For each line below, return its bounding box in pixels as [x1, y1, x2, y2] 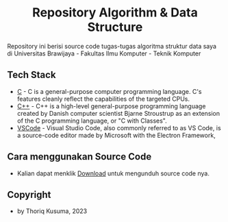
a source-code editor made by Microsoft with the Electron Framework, [16, 131, 216, 139]
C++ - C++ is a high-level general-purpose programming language [16, 101, 206, 110]
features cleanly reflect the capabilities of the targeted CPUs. [16, 95, 190, 103]
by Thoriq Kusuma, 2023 [16, 207, 88, 215]
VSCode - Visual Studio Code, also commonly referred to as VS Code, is [16, 123, 221, 132]
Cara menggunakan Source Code [7, 151, 152, 162]
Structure [87, 19, 143, 35]
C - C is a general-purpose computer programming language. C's [16, 87, 202, 95]
